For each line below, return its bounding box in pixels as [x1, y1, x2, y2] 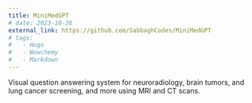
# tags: [8, 33, 34, 42]
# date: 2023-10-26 [8, 19, 73, 27]
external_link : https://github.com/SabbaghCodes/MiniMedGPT [8, 26, 212, 34]
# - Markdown [8, 56, 59, 64]
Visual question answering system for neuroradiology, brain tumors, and [8, 77, 245, 87]
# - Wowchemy [8, 48, 59, 56]
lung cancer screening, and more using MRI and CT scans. [8, 86, 200, 95]
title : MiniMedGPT [8, 11, 69, 20]
